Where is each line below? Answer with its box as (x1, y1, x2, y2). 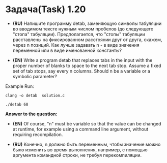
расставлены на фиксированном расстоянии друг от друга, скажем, (12, 37, 162, 43)
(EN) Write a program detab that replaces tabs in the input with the (12, 57, 153, 63)
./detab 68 (5, 102, 29, 107)
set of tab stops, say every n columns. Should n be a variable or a (12, 68, 150, 74)
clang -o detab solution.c (5, 93, 65, 98)
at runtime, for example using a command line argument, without (12, 126, 149, 132)
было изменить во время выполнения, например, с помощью (12, 146, 148, 153)
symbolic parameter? (12, 73, 58, 79)
